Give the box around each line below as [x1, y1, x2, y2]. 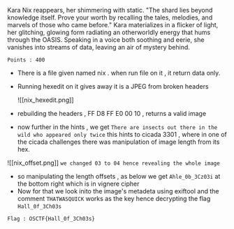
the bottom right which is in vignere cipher [17, 179, 140, 188]
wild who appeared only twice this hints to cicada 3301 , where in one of [17, 131, 227, 138]
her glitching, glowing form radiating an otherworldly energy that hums [7, 28, 211, 36]
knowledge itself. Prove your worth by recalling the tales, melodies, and [7, 13, 213, 22]
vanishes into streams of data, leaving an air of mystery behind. [7, 43, 191, 51]
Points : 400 [7, 57, 45, 64]
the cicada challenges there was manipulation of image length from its [17, 138, 220, 146]
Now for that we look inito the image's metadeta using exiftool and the [17, 187, 219, 195]
